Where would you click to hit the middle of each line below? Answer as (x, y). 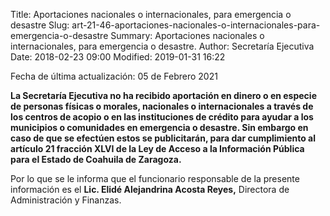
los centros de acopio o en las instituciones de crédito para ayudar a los (162, 117)
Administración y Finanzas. (66, 200)
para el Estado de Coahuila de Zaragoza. (96, 159)
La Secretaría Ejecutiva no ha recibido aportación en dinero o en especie (163, 95)
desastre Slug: (40, 25)
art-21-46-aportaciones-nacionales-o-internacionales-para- (196, 25)
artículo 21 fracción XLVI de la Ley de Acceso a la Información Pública (157, 148)
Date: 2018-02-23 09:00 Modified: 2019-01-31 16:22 (118, 57)
